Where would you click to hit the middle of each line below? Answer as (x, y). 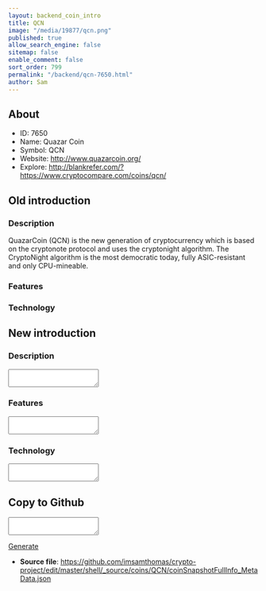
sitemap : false (33, 52)
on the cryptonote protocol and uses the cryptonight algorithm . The (119, 249)
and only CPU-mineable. (48, 266)
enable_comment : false (46, 60)
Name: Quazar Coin (52, 142)
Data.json (35, 578)
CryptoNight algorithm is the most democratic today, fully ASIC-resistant (127, 257)
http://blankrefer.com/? (87, 167)
